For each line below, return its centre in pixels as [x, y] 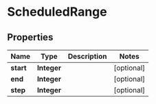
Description [87, 56]
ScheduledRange [57, 12]
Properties [30, 37]
